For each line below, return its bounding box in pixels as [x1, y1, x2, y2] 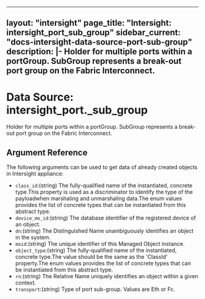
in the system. [15, 234, 51, 241]
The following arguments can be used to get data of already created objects [6, 164, 198, 171]
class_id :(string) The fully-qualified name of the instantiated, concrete [15, 182, 193, 189]
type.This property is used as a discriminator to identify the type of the [15, 189, 193, 196]
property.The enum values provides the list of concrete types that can [15, 260, 191, 267]
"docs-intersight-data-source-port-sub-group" [6, 37, 192, 48]
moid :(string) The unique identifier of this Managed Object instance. [15, 240, 185, 248]
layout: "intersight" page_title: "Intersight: [6, 18, 172, 28]
